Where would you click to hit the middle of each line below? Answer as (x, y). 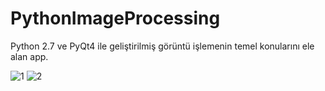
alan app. (29, 56)
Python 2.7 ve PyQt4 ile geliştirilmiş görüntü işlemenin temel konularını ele (162, 46)
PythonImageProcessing (115, 18)
